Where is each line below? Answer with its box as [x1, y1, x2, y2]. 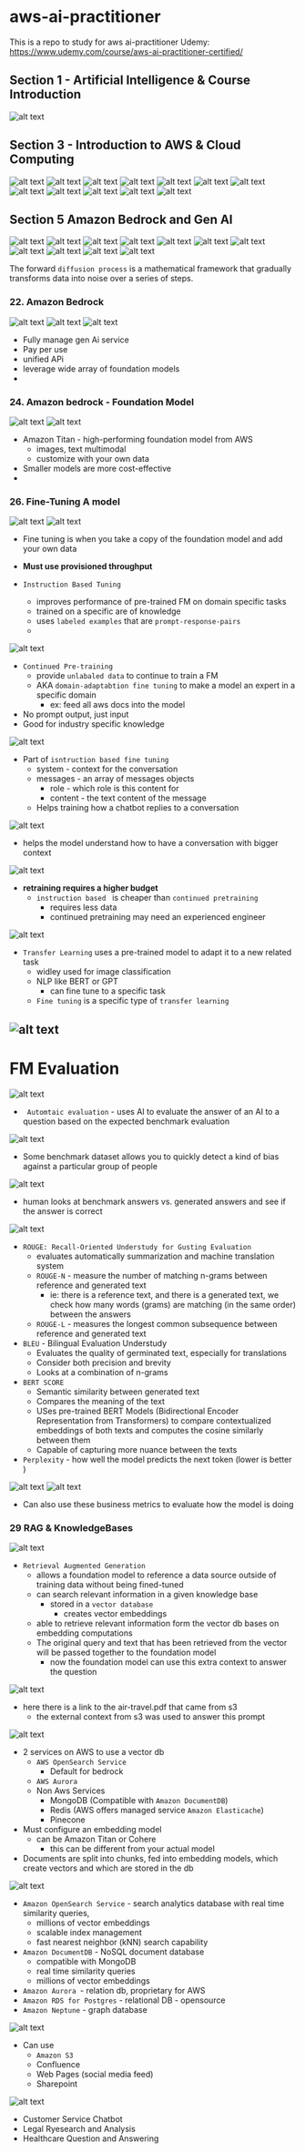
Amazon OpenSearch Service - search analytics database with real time [22, 1897, 285, 1909]
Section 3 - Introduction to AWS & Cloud [9, 138, 241, 153]
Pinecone [49, 1814, 86, 1825]
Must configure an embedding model [22, 1823, 162, 1834]
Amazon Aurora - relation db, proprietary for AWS [22, 1985, 206, 1995]
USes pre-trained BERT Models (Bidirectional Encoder [36, 1405, 239, 1416]
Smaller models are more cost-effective [22, 463, 171, 474]
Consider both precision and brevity [36, 1357, 171, 1368]
